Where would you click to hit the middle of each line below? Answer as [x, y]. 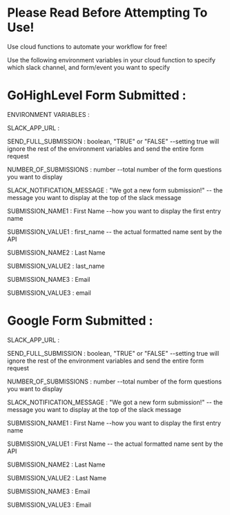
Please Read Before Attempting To [107, 13]
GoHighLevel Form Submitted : [97, 96]
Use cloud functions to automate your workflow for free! [87, 46]
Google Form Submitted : [80, 321]
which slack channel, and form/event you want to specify [89, 67]
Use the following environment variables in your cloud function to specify [112, 60]
